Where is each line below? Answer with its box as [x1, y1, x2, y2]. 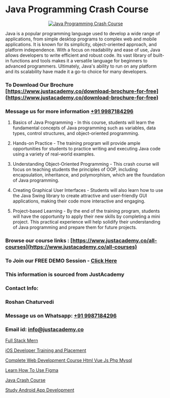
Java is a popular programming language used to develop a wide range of [5, 30, 160, 36]
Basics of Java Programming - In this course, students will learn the [12, 119, 155, 126]
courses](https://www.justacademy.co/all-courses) [5, 244, 137, 251]
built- [153, 52, 164, 58]
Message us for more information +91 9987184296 [5, 107, 134, 115]
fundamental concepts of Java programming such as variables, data [12, 125, 156, 131]
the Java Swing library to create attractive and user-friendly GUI [12, 193, 148, 199]
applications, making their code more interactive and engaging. [12, 198, 146, 204]
